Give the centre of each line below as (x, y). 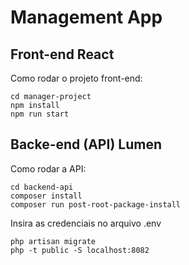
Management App (86, 17)
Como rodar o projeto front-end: (76, 78)
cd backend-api (42, 187)
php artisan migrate (53, 241)
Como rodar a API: (48, 168)
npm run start (40, 114)
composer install (46, 196)
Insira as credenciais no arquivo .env (86, 223)
